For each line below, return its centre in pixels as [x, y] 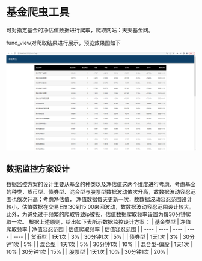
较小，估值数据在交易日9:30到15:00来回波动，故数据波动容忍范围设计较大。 [100, 207]
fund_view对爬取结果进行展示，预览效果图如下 [64, 43]
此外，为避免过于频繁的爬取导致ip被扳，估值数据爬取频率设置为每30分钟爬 [99, 214]
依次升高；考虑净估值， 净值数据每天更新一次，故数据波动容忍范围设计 [104, 199]
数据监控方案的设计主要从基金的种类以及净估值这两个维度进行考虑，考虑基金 [101, 184]
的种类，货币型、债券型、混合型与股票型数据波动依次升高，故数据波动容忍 [98, 192]
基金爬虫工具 [38, 12]
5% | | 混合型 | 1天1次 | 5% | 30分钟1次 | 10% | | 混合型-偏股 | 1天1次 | [108, 244]
